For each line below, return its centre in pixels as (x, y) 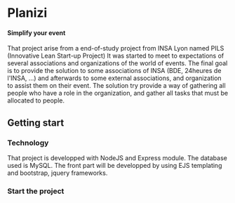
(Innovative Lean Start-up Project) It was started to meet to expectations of (116, 56)
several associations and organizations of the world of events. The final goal (117, 63)
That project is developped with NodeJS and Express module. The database (117, 158)
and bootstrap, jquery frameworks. (58, 173)
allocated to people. (36, 100)
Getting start (36, 123)
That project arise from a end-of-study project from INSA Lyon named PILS (116, 48)
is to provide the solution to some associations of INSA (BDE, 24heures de (114, 71)
